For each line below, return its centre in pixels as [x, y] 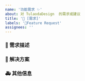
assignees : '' [19, 27]
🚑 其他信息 [18, 73]
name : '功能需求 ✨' [24, 9]
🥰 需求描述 [17, 45]
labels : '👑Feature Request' [34, 23]
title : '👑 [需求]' [23, 18]
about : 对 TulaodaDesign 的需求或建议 [43, 14]
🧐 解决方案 [17, 59]
